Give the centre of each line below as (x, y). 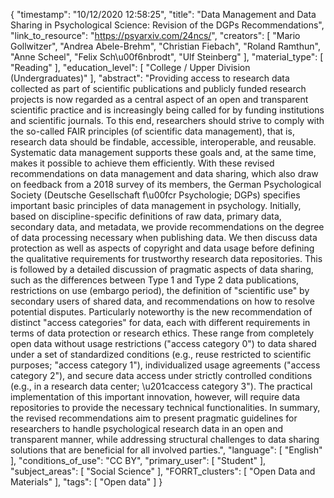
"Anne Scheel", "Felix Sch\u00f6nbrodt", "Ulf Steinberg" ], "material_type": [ (167, 57)
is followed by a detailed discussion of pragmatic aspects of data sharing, (162, 269)
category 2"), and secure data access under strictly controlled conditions (161, 375)
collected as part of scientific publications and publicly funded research (158, 88)
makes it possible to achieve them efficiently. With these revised (142, 163)
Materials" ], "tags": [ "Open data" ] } (86, 482)
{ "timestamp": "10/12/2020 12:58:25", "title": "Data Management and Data (163, 14)
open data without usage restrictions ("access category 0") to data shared (163, 343)
